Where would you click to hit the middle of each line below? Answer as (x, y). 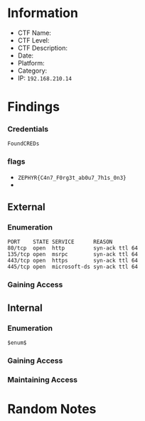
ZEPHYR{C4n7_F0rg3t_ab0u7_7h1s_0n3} (72, 178)
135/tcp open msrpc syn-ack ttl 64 (73, 255)
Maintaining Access (43, 380)
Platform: (31, 63)
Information (43, 13)
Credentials (28, 129)
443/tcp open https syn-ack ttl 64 (73, 261)
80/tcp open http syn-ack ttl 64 (73, 248)
